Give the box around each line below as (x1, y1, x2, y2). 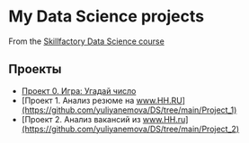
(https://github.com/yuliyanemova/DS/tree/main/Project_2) (21, 123, 240, 134)
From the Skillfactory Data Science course (8, 36, 165, 46)
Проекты (8, 62, 62, 77)
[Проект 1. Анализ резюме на (21, 95, 135, 105)
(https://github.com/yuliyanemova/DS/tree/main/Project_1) (21, 105, 237, 115)
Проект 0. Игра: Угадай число (21, 85, 137, 96)
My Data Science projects (8, 6, 204, 27)
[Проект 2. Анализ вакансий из (21, 114, 141, 124)
